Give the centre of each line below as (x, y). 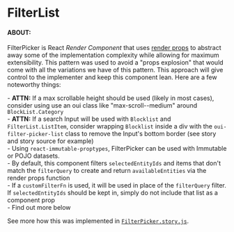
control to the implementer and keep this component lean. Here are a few (112, 77)
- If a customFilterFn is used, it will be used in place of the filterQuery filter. (117, 185)
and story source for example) (50, 141)
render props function (39, 178)
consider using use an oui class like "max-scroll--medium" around (102, 106)
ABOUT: (19, 32)
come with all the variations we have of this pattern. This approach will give (115, 70)
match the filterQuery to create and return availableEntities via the (107, 171)
